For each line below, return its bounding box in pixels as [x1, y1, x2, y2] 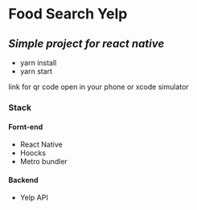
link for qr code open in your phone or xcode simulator [8, 82, 189, 91]
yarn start [19, 67, 53, 76]
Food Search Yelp [8, 5, 128, 23]
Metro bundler [19, 157, 68, 167]
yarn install [19, 58, 57, 67]
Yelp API [19, 193, 48, 203]
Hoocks [19, 148, 47, 158]
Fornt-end [8, 122, 43, 131]
